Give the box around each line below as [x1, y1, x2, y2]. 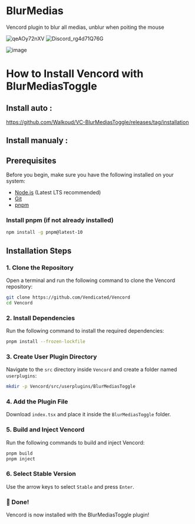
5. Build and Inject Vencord [6, 426, 85, 434]
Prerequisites [6, 155, 57, 165]
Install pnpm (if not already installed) [6, 216, 114, 224]
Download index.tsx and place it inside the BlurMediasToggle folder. [6, 411, 171, 418]
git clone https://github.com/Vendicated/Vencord [6, 294, 131, 300]
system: [6, 178, 25, 185]
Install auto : [6, 103, 52, 113]
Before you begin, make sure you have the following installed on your [6, 171, 174, 178]
